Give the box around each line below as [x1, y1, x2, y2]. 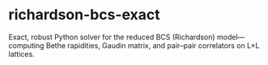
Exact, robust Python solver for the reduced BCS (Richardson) [8, 32, 216, 42]
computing [8, 40, 45, 50]
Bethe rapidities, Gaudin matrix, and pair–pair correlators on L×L [45, 40, 261, 50]
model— [217, 32, 245, 42]
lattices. [8, 49, 35, 59]
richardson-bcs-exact [8, 6, 160, 24]
